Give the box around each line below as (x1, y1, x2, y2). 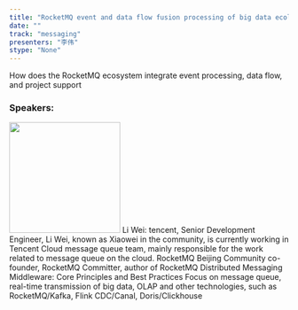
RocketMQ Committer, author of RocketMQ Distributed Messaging (41, 262, 283, 273)
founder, (9, 262, 40, 273)
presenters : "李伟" (9, 37, 79, 47)
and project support (9, 80, 82, 90)
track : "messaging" (9, 29, 82, 38)
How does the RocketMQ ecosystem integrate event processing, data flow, (9, 70, 283, 81)
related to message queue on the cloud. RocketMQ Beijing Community (9, 253, 266, 264)
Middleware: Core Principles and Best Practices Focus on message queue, (9, 272, 282, 283)
